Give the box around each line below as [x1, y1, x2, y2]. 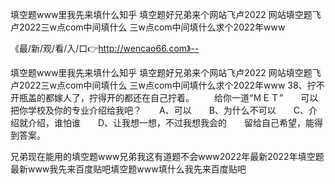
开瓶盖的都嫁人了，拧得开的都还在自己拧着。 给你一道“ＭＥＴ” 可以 [10, 92, 319, 103]
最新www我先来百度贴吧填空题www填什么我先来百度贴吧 [10, 163, 247, 175]
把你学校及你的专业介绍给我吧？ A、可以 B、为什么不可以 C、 [10, 104, 310, 116]
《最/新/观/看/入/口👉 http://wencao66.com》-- [10, 43, 200, 54]
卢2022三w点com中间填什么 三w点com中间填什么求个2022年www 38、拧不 [10, 79, 325, 91]
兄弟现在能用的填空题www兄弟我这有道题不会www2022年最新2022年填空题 [10, 151, 325, 162]
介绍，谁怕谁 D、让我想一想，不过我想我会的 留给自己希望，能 [27, 117, 315, 128]
